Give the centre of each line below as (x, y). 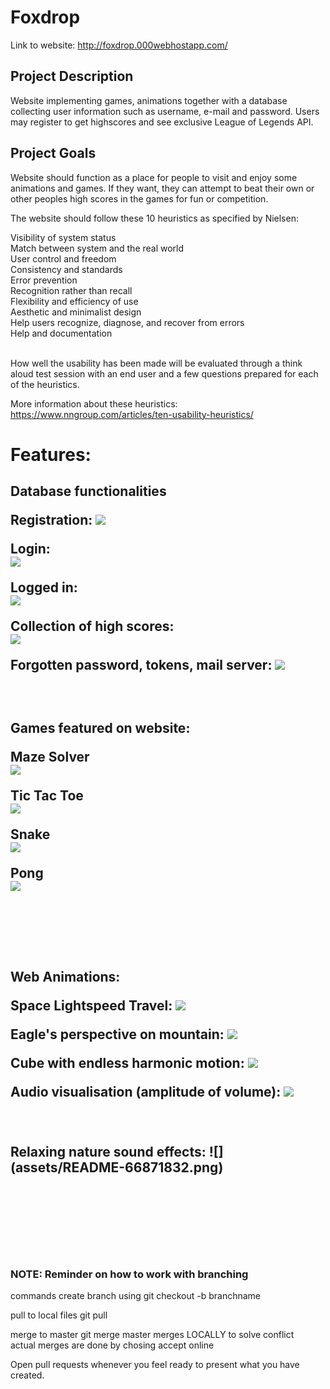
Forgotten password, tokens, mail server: (141, 665)
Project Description (72, 76)
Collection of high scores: (92, 626)
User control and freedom (63, 258)
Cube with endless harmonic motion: (127, 1062)
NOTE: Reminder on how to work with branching (129, 1274)
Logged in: (44, 587)
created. (27, 1375)
